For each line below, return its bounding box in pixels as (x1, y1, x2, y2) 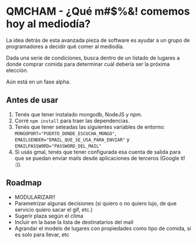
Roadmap (6, 178, 42, 188)
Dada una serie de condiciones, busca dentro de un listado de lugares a (6, 54, 180, 61)
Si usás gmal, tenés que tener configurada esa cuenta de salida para (14, 148, 181, 155)
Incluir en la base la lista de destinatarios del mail (14, 218, 134, 225)
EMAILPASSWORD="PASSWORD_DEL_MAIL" (14, 143, 102, 149)
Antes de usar (6, 95, 59, 105)
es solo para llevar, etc (14, 231, 69, 238)
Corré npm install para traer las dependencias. (14, 117, 130, 124)
